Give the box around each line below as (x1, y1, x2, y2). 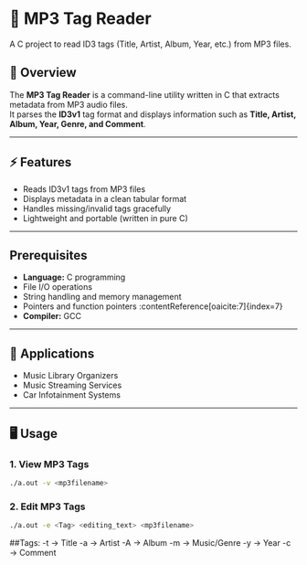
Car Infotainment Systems (22, 389, 122, 400)
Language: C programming (22, 272, 126, 282)
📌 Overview (9, 65, 77, 80)
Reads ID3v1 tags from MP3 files (22, 183, 146, 195)
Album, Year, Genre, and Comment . (9, 118, 146, 129)
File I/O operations (22, 282, 93, 293)
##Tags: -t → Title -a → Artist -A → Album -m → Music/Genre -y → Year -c (9, 537, 291, 548)
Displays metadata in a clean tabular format (22, 193, 187, 204)
